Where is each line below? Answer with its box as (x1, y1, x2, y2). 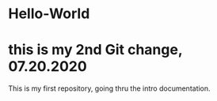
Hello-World (8, 5, 90, 23)
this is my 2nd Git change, (8, 41, 183, 59)
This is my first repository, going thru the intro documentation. (8, 84, 211, 93)
